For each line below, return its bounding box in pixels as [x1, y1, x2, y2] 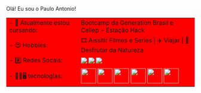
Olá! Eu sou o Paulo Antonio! [6, 5, 77, 12]
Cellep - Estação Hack [80, 26, 145, 34]
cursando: [9, 26, 38, 34]
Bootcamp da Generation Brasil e [80, 19, 173, 26]
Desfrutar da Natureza [80, 46, 144, 54]
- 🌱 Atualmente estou [9, 19, 70, 26]
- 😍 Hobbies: [9, 41, 48, 49]
